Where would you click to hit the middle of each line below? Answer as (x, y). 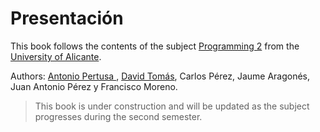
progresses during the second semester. (118, 116)
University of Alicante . (56, 56)
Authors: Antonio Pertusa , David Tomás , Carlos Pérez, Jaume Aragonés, (160, 76)
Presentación (67, 18)
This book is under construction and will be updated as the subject (172, 106)
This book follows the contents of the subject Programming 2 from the (155, 46)
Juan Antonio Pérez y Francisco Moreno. (94, 86)
